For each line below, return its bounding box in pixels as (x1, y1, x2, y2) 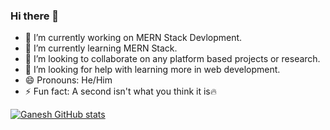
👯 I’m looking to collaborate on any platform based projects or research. (24, 53, 321, 65)
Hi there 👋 (10, 9, 60, 23)
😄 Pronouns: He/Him (24, 74, 113, 86)
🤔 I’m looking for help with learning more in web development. (24, 64, 281, 76)
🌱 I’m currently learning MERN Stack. (24, 42, 178, 54)
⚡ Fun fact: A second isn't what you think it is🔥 (24, 85, 218, 98)
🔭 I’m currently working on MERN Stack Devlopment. (24, 32, 243, 44)
